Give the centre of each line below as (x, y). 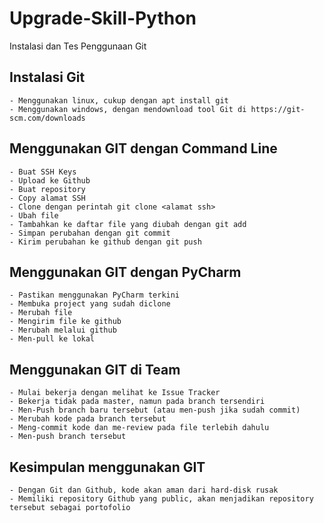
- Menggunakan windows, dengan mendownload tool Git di (128, 109)
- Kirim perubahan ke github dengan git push (105, 242)
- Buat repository (47, 189)
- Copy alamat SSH (47, 198)
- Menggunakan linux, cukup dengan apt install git (119, 100)
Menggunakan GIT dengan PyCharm (125, 272)
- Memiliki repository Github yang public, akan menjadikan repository (161, 499)
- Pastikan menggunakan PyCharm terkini (95, 295)
